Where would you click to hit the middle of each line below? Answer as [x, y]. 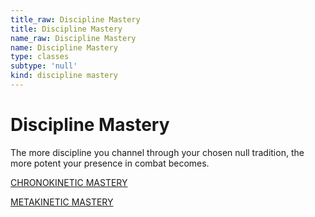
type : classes [40, 57]
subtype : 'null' [44, 66]
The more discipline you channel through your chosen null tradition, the [157, 152]
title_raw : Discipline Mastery [75, 19]
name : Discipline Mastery [64, 47]
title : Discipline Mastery [66, 29]
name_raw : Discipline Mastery [73, 38]
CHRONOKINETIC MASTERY [69, 182]
